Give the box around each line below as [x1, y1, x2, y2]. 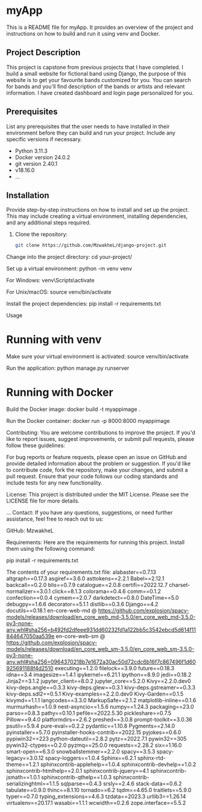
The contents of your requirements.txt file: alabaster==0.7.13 [6, 568, 157, 576]
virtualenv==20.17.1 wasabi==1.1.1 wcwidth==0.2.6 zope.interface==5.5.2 [6, 799, 186, 807]
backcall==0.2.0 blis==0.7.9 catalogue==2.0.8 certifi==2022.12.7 [6, 582, 168, 589]
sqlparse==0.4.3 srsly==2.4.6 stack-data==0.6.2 [60, 780, 182, 787]
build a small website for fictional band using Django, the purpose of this [6, 70, 186, 77]
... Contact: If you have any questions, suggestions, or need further [6, 509, 173, 516]
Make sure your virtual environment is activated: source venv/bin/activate [6, 353, 189, 360]
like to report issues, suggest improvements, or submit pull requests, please [6, 436, 195, 443]
